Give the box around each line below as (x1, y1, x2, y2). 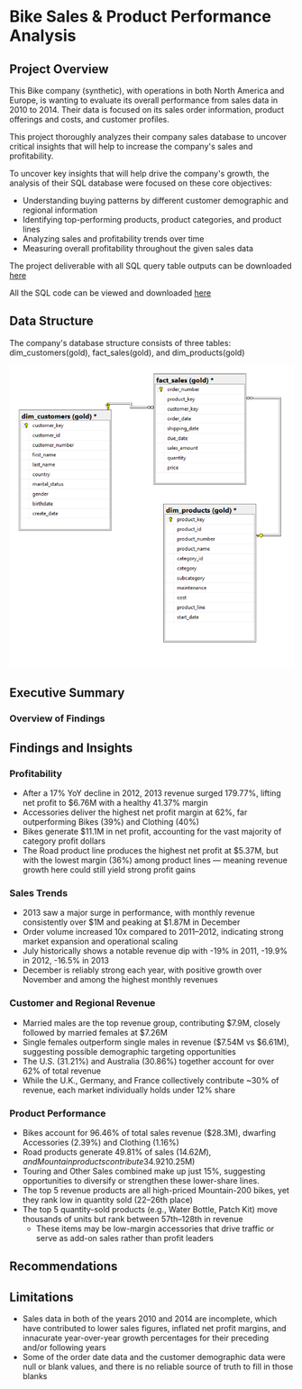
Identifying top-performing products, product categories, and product (22, 215, 282, 224)
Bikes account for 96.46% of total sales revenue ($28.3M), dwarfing (22, 1127, 277, 1138)
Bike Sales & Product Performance (9, 6, 272, 27)
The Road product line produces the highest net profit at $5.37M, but (22, 845, 279, 855)
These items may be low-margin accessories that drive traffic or (35, 1223, 275, 1234)
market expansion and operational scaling (22, 936, 178, 947)
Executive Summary (9, 685, 125, 700)
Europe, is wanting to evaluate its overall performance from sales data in (9, 95, 279, 105)
